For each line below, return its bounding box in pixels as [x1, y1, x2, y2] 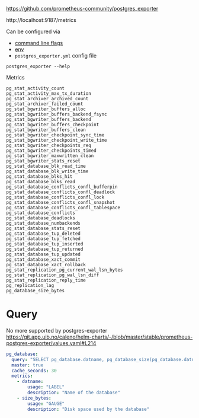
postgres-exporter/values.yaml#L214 [6, 339, 97, 346]
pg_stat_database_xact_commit [6, 257, 81, 263]
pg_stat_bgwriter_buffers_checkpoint [6, 122, 99, 127]
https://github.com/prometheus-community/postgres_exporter [6, 5, 159, 12]
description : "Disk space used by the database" [27, 406, 150, 412]
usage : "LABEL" [27, 384, 65, 390]
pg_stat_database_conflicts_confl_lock [6, 194, 105, 200]
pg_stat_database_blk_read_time [6, 163, 86, 169]
